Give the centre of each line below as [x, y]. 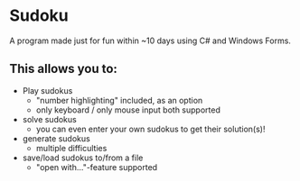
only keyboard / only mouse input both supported [128, 110]
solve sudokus [49, 119]
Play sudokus [47, 90]
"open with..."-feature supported [97, 167]
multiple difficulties [71, 148]
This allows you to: [63, 69]
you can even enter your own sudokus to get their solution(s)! [150, 129]
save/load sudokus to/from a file [83, 158]
